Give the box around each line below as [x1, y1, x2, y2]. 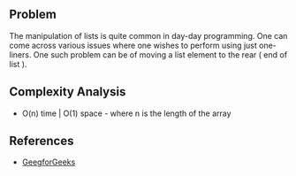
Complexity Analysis [9, 84, 126, 100]
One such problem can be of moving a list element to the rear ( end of [33, 49, 288, 60]
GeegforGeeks [21, 157, 76, 167]
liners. [9, 49, 32, 60]
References [9, 134, 74, 149]
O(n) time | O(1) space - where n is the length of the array [21, 108, 231, 119]
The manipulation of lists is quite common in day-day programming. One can [9, 30, 288, 41]
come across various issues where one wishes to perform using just [9, 40, 258, 50]
